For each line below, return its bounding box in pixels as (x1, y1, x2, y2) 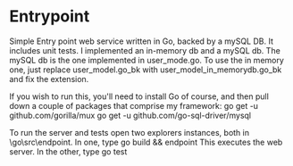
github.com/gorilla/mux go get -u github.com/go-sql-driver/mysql (9, 110, 252, 120)
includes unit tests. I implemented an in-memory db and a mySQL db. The (9, 45, 281, 55)
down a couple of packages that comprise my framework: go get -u (9, 100, 259, 111)
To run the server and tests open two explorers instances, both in (9, 127, 250, 137)
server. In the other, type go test (9, 145, 128, 157)
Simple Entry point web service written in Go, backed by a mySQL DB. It (9, 36, 274, 46)
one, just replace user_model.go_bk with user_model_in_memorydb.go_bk (9, 64, 282, 75)
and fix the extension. (9, 73, 89, 84)
